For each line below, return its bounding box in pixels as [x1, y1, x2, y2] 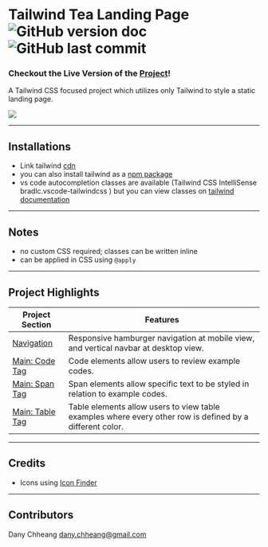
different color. [68, 420, 124, 432]
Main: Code [12, 355, 56, 366]
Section [21, 318, 52, 330]
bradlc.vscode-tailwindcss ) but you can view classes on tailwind [19, 186, 235, 196]
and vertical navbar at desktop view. [68, 342, 205, 354]
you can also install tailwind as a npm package [19, 170, 173, 179]
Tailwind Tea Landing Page [8, 6, 190, 24]
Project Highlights [8, 285, 100, 299]
